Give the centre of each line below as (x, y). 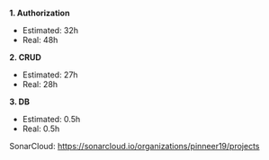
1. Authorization (40, 13)
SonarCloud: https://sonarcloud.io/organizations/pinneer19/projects (134, 146)
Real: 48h (40, 40)
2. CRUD (26, 57)
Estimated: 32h (50, 30)
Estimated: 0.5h (51, 119)
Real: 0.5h (41, 129)
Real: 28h (40, 84)
